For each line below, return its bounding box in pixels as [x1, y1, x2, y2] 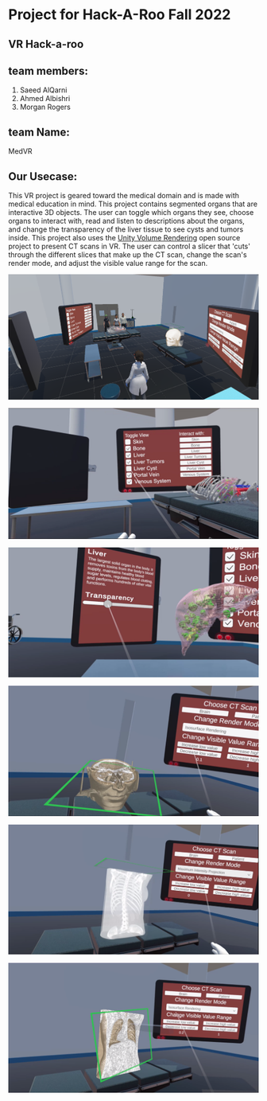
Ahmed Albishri [19, 94, 71, 103]
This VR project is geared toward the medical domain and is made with [8, 191, 240, 201]
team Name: [8, 125, 70, 139]
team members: [8, 64, 89, 77]
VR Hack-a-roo [8, 37, 84, 51]
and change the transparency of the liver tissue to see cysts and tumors [8, 224, 244, 234]
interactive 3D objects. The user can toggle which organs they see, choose [8, 208, 254, 217]
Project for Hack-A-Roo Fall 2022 [8, 6, 231, 24]
